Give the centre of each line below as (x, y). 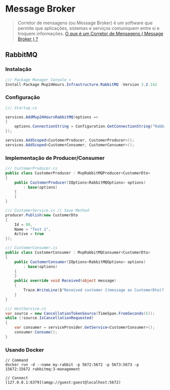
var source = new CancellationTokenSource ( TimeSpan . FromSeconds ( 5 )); (80, 313)
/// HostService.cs (26, 309)
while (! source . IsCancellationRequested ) (50, 318)
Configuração (23, 98)
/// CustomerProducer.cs (31, 168)
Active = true (29, 234)
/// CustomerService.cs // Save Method (47, 210)
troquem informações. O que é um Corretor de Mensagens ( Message (90, 33)
